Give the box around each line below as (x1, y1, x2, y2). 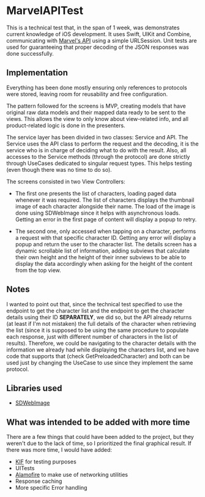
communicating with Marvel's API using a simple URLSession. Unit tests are (6, 37, 197, 44)
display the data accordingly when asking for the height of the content (15, 260, 193, 267)
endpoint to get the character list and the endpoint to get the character (6, 307, 185, 314)
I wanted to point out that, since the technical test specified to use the (6, 300, 182, 307)
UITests (15, 465, 35, 472)
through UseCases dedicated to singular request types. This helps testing (6, 160, 192, 167)
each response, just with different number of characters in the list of (6, 333, 179, 340)
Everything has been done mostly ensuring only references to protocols (6, 84, 188, 91)
